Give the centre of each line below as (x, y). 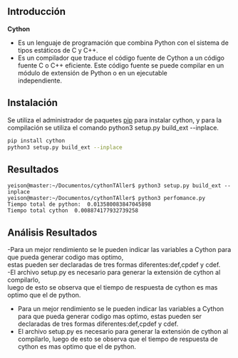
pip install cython (36, 141)
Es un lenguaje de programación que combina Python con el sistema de (123, 43)
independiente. (40, 80)
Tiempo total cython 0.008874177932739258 (73, 211)
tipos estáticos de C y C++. (58, 50)
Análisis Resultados (52, 232)
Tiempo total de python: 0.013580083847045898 (79, 205)
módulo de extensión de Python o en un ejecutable (92, 73)
